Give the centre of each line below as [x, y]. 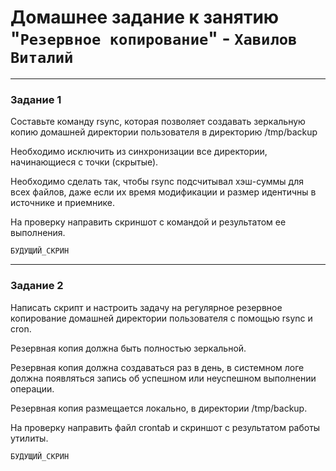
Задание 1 [36, 99]
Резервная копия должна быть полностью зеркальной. [128, 348]
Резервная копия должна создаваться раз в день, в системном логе [157, 367]
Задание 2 [37, 286]
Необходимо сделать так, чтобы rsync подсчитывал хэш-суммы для [157, 182]
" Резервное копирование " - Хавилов [154, 38]
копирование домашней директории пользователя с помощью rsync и [161, 318]
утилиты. [29, 438]
